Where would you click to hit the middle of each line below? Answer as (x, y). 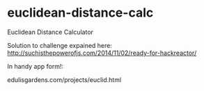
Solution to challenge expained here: (60, 45)
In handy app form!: (36, 66)
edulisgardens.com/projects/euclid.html (64, 80)
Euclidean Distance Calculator (50, 32)
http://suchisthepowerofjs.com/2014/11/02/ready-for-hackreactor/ (102, 53)
